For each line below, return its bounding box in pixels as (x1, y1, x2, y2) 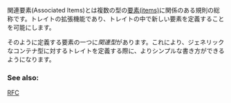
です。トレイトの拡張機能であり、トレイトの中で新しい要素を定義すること (12, 15, 225, 23)
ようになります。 (7, 55, 55, 64)
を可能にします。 (7, 24, 55, 31)
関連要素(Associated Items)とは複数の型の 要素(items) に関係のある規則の (7, 6, 214, 14)
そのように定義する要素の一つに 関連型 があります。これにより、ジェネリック (7, 38, 225, 46)
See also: (7, 73, 39, 82)
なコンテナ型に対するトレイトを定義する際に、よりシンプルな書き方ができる (7, 47, 225, 55)
